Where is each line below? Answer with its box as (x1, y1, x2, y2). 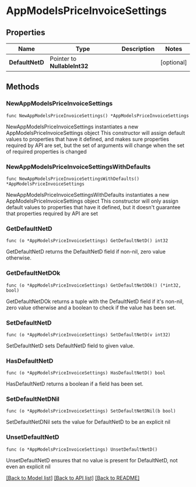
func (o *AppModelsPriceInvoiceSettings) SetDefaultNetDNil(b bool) (6, 408, 176, 414)
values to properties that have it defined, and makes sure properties (6, 135, 169, 142)
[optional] (160, 59, 187, 66)
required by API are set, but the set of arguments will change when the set (6, 142, 185, 149)
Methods (6, 82, 40, 92)
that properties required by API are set (6, 210, 98, 217)
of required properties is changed (6, 148, 87, 155)
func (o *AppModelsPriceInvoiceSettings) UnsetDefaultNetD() (6, 447, 158, 452)
